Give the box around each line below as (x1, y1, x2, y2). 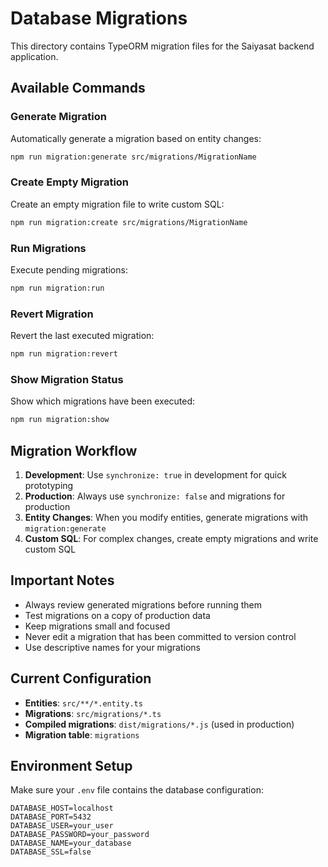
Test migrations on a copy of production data (24, 609, 211, 621)
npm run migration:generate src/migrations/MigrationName (10, 152, 257, 162)
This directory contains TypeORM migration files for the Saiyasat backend (10, 40, 315, 52)
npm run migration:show (10, 415, 110, 425)
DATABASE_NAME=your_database (10, 838, 132, 849)
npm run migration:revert (10, 349, 118, 359)
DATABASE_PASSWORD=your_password (10, 830, 150, 840)
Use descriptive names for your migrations (24, 641, 201, 653)
